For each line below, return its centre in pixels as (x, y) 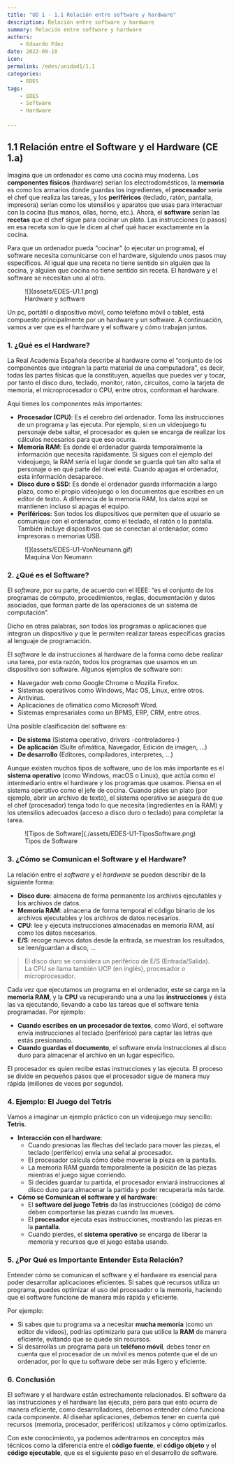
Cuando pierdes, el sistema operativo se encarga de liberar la (117, 1234)
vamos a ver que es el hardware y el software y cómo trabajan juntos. (108, 327)
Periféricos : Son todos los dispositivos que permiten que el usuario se (119, 513)
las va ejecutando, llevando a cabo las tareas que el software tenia (103, 1004)
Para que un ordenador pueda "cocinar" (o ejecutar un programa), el (106, 247)
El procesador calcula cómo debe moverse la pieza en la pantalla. (122, 1160)
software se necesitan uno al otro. (56, 278)
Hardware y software (55, 299)
